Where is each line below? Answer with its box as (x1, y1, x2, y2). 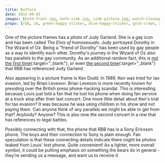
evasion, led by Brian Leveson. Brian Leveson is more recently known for (5, 81, 152, 86)
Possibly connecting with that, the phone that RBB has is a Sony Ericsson (5, 126, 153, 133)
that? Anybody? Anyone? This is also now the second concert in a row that (5, 111, 156, 118)
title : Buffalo (5, 7, 36, 12)
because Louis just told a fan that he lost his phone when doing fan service (5, 91, 157, 97)
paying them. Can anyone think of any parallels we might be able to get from (5, 107, 160, 112)
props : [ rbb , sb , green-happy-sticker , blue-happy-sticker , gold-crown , (5, 21, 157, 26)
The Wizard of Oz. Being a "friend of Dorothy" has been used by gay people (5, 45, 160, 51)
